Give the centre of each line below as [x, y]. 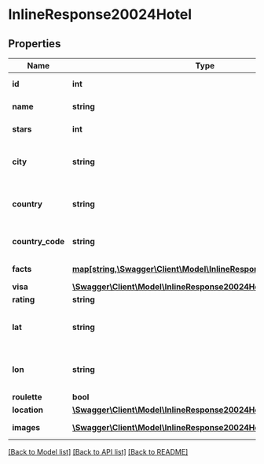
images [26, 427]
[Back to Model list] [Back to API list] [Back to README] [98, 452]
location [27, 410]
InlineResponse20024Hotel [100, 15]
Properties [35, 44]
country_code [38, 241]
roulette [27, 397]
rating [24, 299]
